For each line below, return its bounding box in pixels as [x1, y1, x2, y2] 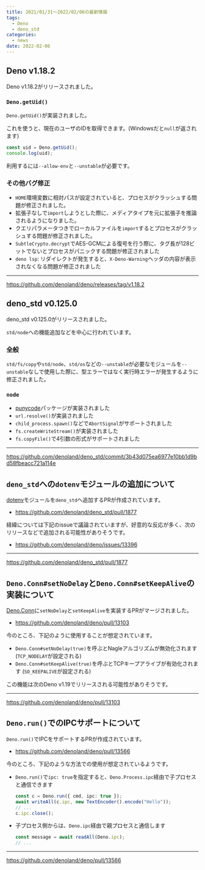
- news [12, 37, 29, 43]
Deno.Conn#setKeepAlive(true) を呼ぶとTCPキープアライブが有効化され [15, 660, 193, 667]
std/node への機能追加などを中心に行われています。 [6, 328, 134, 336]
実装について [6, 589, 55, 600]
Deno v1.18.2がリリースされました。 [6, 83, 96, 90]
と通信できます [15, 781, 53, 788]
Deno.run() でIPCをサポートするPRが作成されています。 [6, 735, 145, 743]
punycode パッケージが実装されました [15, 405, 110, 412]
